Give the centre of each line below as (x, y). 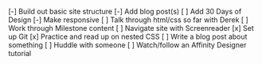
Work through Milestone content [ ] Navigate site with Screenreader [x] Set (131, 28)
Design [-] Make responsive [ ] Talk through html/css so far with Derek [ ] (128, 20)
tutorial (20, 53)
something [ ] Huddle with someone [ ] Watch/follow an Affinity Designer (127, 45)
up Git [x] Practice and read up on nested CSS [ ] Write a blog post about (128, 36)
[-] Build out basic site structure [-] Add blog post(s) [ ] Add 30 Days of (125, 11)
